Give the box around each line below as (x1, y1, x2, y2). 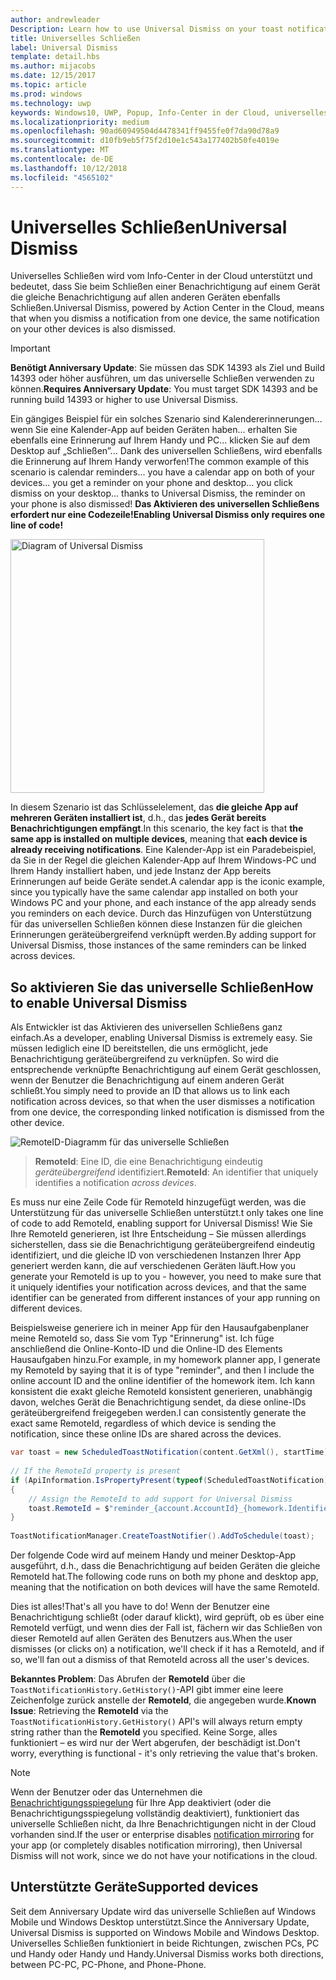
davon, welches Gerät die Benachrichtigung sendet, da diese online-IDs (10, 1396, 307, 1408)
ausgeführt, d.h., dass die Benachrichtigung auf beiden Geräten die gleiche (10, 1560, 321, 1571)
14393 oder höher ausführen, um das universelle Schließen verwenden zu (10, 372, 315, 385)
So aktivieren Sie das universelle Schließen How (10, 979, 314, 996)
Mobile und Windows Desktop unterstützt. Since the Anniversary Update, (10, 1916, 310, 1928)
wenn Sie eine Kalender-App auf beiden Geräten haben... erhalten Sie (10, 424, 298, 436)
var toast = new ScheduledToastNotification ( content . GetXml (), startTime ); (10, 1447, 333, 1458)
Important (10, 342, 51, 355)
